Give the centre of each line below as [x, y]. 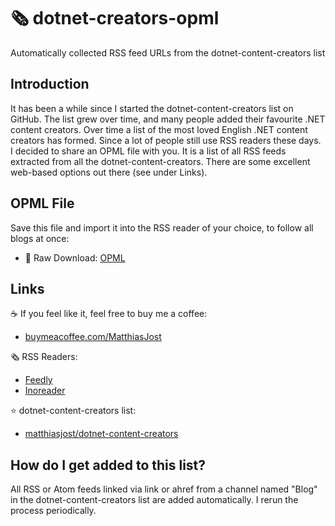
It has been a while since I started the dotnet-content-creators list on [152, 108]
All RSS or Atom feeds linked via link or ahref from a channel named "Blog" [164, 489]
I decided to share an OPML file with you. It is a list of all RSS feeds [148, 151]
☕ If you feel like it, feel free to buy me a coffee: [109, 314]
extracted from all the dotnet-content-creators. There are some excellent [160, 161]
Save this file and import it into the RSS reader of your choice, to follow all [162, 227]
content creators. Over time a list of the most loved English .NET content [159, 129]
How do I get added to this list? [108, 465]
